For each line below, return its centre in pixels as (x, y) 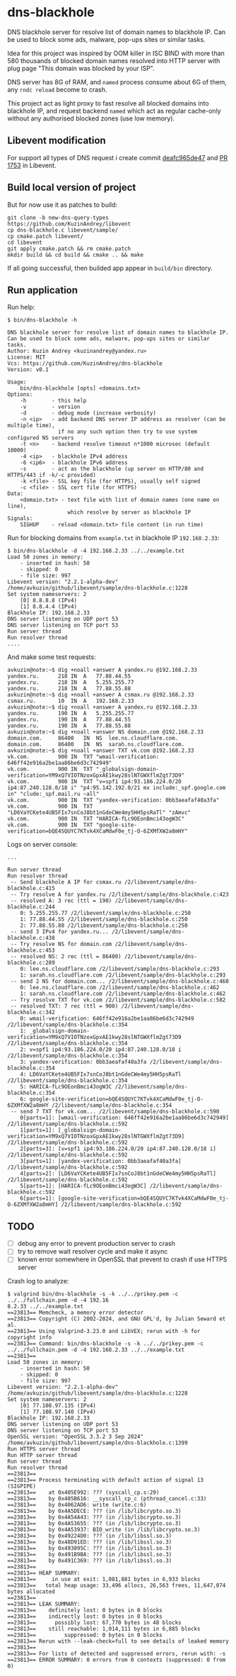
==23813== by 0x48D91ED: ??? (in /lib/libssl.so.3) (90, 1542)
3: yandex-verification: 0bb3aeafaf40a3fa (83, 1062)
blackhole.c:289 (31, 963)
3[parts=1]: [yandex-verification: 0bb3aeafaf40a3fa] (101, 1162)
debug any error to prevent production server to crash (96, 1244)
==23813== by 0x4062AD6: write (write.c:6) (77, 1505)
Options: (20, 395)
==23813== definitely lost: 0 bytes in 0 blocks (85, 1610)
